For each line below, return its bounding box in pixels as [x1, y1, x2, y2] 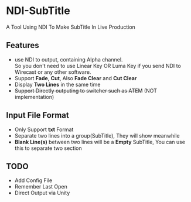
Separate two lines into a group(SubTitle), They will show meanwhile [14, 132, 180, 139]
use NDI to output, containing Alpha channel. [14, 56, 123, 63]
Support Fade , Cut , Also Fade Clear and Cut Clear [14, 74, 137, 81]
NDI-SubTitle [6, 4, 70, 18]
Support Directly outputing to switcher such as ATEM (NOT [14, 87, 157, 94]
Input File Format [6, 110, 69, 121]
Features [6, 40, 39, 50]
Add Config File [14, 177, 53, 184]
